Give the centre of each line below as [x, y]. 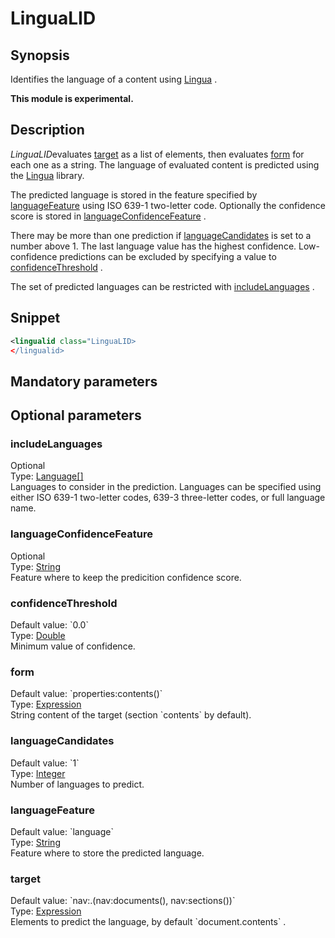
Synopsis [40, 55]
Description [47, 130]
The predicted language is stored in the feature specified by [134, 194]
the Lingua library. [47, 175]
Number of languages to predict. [77, 784]
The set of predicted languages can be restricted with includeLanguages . [162, 286]
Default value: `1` [45, 763]
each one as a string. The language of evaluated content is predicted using [165, 164]
